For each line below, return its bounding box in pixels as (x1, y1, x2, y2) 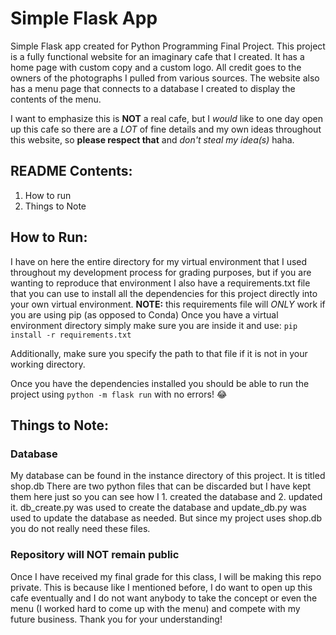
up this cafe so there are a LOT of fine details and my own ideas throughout (10, 123, 322, 135)
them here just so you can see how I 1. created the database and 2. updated (10, 491, 323, 503)
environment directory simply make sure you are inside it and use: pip (10, 319, 298, 331)
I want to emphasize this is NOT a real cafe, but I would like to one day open (10, 112, 324, 124)
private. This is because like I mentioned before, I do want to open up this (10, 581, 313, 593)
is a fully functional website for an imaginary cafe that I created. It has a (10, 50, 305, 62)
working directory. (10, 358, 86, 370)
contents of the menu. (10, 93, 102, 105)
